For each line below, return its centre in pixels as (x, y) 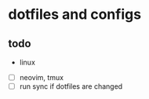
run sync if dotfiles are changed (71, 86)
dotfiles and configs (75, 15)
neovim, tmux (42, 77)
